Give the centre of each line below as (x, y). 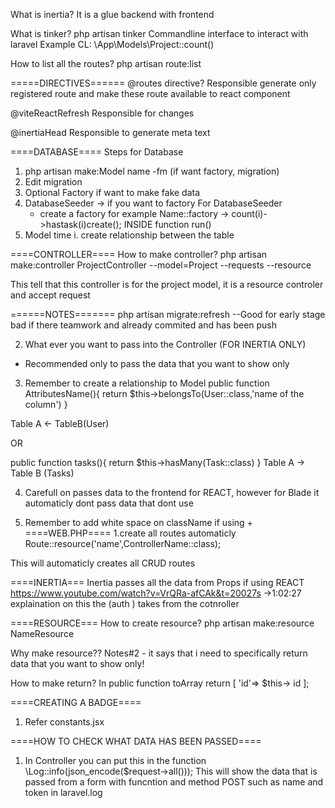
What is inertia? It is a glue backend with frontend (112, 14)
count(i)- (249, 213)
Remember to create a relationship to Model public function (147, 383)
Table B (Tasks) (42, 473)
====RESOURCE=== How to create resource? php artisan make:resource (162, 623)
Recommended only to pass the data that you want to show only (157, 363)
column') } (46, 404)
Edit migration (53, 182)
